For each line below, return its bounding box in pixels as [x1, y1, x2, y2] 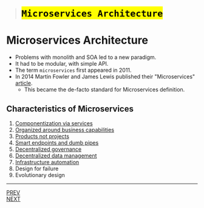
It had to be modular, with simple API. [15, 60, 109, 68]
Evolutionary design [15, 171, 66, 178]
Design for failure [15, 165, 59, 172]
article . [15, 80, 33, 87]
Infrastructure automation [15, 158, 80, 165]
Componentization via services [15, 119, 93, 127]
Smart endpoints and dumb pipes [15, 139, 99, 146]
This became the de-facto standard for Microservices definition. [24, 86, 185, 93]
